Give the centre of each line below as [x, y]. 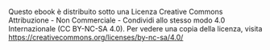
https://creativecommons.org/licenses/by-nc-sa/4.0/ [96, 37]
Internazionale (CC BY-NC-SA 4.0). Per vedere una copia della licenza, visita [135, 29]
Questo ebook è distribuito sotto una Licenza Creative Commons [116, 12]
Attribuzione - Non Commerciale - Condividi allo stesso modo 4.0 [117, 20]
